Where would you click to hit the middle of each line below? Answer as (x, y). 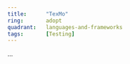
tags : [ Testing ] (41, 34)
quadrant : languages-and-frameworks (65, 27)
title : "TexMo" (38, 14)
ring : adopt (35, 21)
